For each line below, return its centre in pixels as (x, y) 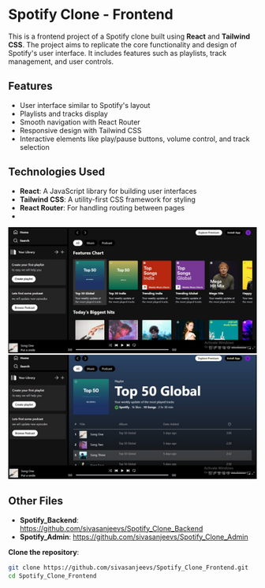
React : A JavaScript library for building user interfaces (108, 191)
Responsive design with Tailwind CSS (80, 130)
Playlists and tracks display (63, 114)
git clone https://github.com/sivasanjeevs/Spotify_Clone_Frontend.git (128, 568)
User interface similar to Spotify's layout (85, 105)
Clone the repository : (44, 552)
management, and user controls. (61, 61)
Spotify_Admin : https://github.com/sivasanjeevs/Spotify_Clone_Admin (134, 537)
